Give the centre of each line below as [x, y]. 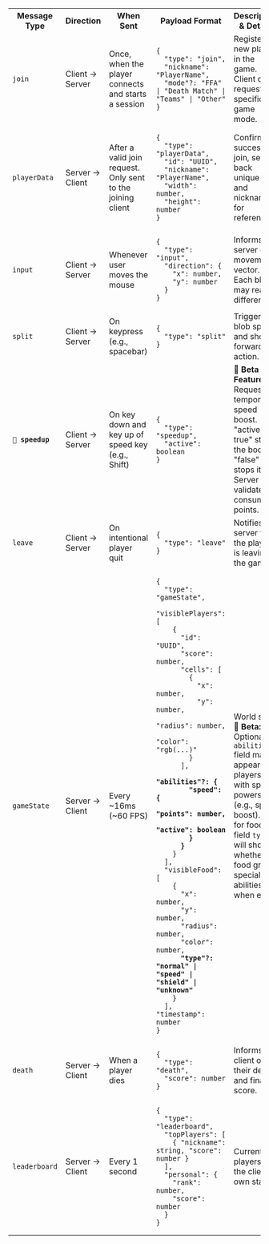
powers [248, 795]
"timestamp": [181, 1014]
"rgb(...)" [177, 750]
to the [119, 188]
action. [246, 356]
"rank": [187, 1183]
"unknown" [175, 990]
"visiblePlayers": [191, 614]
